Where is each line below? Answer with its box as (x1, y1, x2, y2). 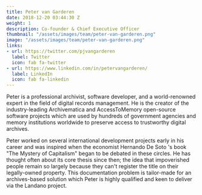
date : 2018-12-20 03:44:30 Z (6, 15, 80, 21)
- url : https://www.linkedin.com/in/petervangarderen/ (6, 65, 148, 71)
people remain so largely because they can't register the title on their (6, 163, 179, 170)
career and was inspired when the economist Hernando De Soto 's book (6, 144, 187, 151)
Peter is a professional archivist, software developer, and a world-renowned (6, 93, 196, 101)
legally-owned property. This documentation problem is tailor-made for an (6, 169, 192, 176)
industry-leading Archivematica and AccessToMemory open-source (6, 106, 176, 113)
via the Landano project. (6, 182, 67, 190)
